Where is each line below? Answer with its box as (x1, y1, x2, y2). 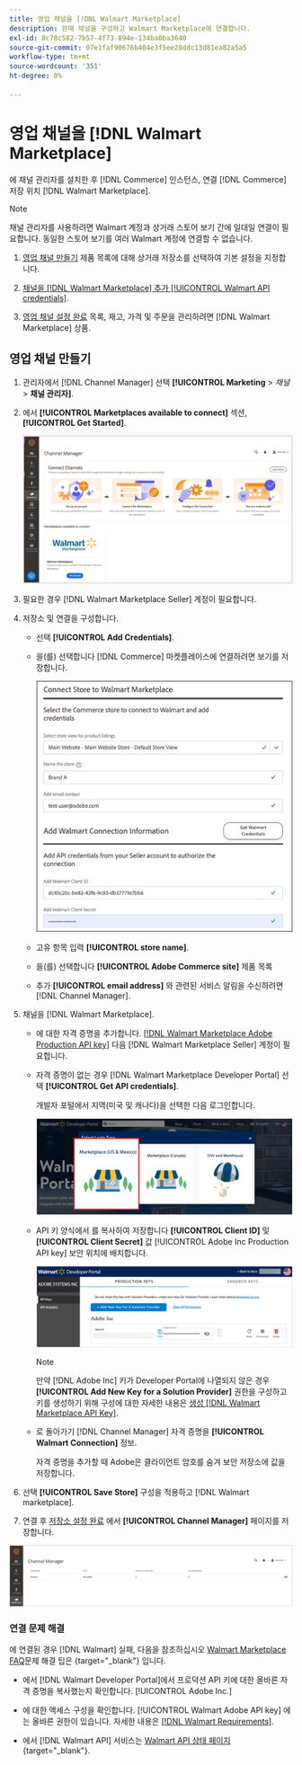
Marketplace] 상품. (22, 322, 92, 333)
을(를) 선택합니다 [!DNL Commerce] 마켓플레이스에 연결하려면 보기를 (35, 652, 280, 662)
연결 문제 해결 (9, 1622, 66, 1635)
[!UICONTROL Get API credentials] (45, 1081, 177, 1092)
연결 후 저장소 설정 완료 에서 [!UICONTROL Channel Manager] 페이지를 (22, 1515, 280, 1526)
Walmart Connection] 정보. (35, 1437, 138, 1448)
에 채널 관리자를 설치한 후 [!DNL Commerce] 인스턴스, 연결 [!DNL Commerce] (9, 173, 287, 184)
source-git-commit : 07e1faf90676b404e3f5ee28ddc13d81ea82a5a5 (9, 43, 247, 52)
